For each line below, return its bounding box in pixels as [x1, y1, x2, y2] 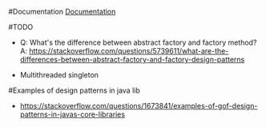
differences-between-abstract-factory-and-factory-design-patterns [19, 55, 245, 64]
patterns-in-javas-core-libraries [19, 109, 126, 119]
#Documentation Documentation [8, 7, 116, 16]
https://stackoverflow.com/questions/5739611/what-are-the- [29, 46, 229, 55]
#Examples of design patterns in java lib [8, 85, 140, 95]
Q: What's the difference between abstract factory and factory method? [19, 38, 257, 47]
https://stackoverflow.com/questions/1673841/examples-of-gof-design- [19, 101, 258, 110]
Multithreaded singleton [19, 70, 99, 79]
